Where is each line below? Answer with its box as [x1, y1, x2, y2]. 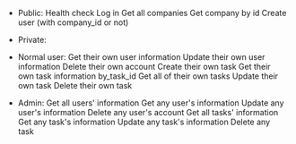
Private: [17, 35, 47, 45]
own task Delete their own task [17, 80, 133, 90]
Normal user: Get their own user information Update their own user [17, 52, 266, 62]
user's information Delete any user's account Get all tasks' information [17, 107, 279, 117]
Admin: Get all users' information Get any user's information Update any [17, 97, 284, 108]
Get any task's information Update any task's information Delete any [17, 116, 271, 127]
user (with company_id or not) [17, 17, 129, 28]
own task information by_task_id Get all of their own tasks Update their [17, 71, 279, 81]
